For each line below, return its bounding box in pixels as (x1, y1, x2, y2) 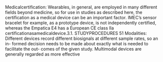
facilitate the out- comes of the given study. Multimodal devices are (5, 46, 142, 52)
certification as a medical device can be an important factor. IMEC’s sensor (5, 15, 157, 20)
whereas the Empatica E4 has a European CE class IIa (5, 25, 114, 31)
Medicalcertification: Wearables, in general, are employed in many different (5, 4, 158, 10)
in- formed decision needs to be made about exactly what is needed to (5, 41, 149, 46)
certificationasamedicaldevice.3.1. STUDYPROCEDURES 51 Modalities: (5, 31, 147, 36)
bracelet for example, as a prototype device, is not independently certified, (5, 20, 157, 26)
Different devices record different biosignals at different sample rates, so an (5, 35, 158, 41)
